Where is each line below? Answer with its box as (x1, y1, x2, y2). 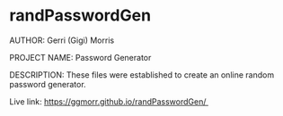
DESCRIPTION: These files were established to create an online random (9, 69, 275, 80)
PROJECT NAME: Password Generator (9, 52, 152, 62)
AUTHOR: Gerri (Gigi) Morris (9, 35, 115, 46)
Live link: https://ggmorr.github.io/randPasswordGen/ (9, 95, 207, 107)
